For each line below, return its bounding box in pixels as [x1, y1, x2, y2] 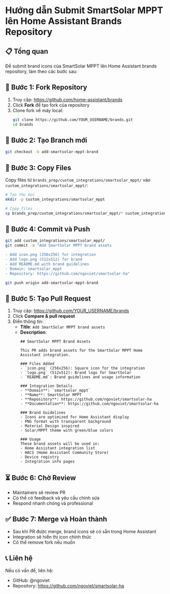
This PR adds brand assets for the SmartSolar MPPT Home [20, 348, 143, 353]
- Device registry [20, 454, 59, 460]
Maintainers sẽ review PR [12, 489, 66, 496]
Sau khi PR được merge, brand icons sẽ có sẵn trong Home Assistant [12, 528, 156, 535]
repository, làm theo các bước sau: [5, 69, 77, 74]
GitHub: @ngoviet [12, 577, 50, 583]
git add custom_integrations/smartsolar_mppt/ [5, 238, 105, 243]
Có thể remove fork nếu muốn [12, 539, 75, 545]
